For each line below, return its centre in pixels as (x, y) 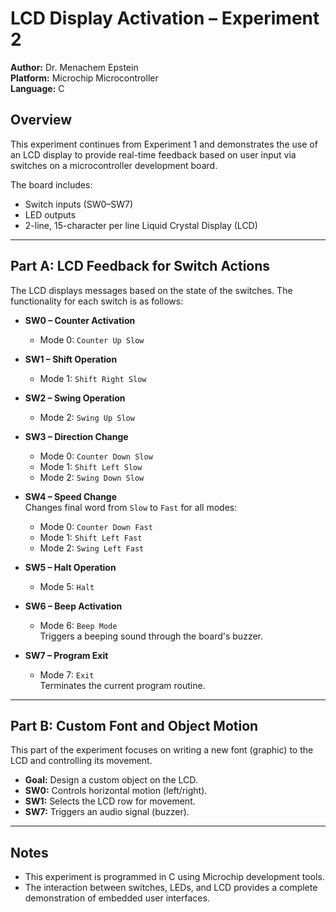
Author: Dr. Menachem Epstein (74, 67)
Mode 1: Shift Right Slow (93, 378)
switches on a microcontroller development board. (114, 165)
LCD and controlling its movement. (81, 761)
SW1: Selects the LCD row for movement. (110, 801)
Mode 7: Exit (67, 674)
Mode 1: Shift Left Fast (91, 537)
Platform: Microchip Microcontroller (84, 78)
